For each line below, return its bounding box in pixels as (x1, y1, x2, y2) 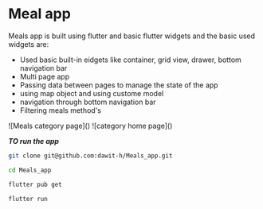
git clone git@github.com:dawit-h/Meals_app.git (8, 152, 173, 160)
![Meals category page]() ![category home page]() (8, 121, 173, 130)
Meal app (8, 5, 72, 23)
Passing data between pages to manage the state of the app (19, 80, 218, 90)
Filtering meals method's (19, 105, 102, 115)
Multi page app (19, 72, 70, 81)
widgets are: (8, 39, 49, 48)
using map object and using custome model (19, 88, 164, 98)
